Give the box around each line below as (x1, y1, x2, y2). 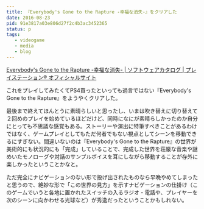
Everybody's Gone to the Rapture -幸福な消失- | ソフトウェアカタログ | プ (6, 66, 191, 73)
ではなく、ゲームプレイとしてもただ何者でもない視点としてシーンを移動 (6, 130, 187, 137)
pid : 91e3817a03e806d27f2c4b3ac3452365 (6, 20, 108, 26)
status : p (6, 26, 32, 32)
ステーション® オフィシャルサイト (11, 74, 97, 81)
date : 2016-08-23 (6, 15, 51, 21)
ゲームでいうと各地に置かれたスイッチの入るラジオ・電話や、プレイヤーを (11, 188, 198, 196)
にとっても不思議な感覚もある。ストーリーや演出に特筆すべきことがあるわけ (6, 122, 198, 130)
